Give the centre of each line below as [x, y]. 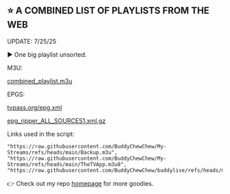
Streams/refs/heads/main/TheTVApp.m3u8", [67, 164]
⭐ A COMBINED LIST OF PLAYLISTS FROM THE [108, 11]
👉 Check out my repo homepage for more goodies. [80, 183]
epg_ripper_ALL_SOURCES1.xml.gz [56, 120]
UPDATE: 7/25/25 [32, 41]
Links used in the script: [41, 134]
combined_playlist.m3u [40, 81]
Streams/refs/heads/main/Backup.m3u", [62, 152]
